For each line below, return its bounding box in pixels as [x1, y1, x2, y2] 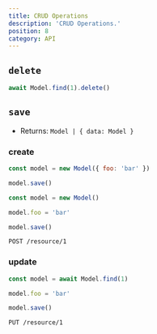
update [8, 256, 37, 268]
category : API [8, 34, 57, 43]
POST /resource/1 [8, 238, 67, 246]
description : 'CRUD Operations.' [8, 19, 121, 28]
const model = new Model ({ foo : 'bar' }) [8, 165, 151, 173]
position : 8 [8, 27, 49, 35]
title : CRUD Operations [8, 11, 89, 20]
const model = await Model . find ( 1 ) [8, 275, 129, 283]
